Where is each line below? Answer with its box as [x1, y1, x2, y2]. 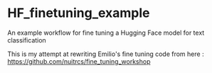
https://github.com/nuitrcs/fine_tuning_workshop [7, 57, 151, 65]
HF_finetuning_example [7, 5, 151, 21]
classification [7, 35, 46, 44]
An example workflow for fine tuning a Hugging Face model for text [7, 28, 205, 37]
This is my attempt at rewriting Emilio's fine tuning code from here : [7, 50, 204, 58]
